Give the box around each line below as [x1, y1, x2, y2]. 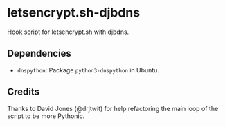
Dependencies [7, 48, 71, 59]
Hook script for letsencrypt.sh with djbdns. [7, 28, 129, 36]
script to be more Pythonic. [7, 112, 85, 120]
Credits [7, 86, 40, 98]
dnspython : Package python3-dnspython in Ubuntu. [17, 66, 159, 74]
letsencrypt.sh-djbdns [7, 5, 141, 21]
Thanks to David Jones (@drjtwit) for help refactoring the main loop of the [7, 104, 219, 113]
